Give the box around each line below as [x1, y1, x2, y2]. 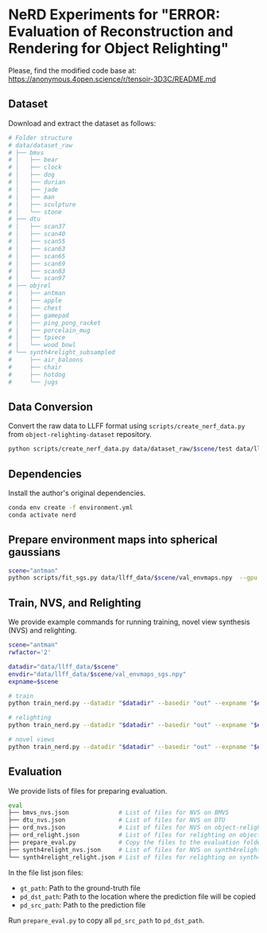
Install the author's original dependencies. [8, 488, 146, 498]
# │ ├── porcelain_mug [8, 326, 91, 334]
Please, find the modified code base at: [8, 65, 137, 75]
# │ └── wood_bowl [8, 341, 77, 349]
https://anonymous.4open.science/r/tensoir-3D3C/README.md [8, 74, 216, 84]
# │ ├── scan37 [8, 223, 66, 231]
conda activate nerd [8, 511, 77, 519]
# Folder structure [8, 134, 73, 142]
